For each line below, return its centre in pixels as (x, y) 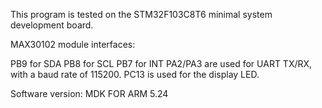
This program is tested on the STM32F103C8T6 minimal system (141, 14)
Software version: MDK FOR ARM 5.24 (89, 93)
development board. (52, 25)
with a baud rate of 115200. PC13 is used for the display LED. (135, 74)
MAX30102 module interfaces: (73, 44)
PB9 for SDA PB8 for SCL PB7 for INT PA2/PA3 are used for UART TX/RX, (161, 63)
